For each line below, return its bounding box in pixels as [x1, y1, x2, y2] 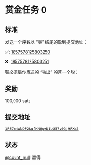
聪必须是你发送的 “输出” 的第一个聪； [5, 69, 79, 74]
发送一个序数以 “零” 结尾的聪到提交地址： [5, 39, 88, 45]
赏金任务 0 [5, 4, 47, 16]
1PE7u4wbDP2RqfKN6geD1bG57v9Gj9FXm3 [5, 126, 79, 131]
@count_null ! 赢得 [5, 154, 41, 161]
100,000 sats [5, 98, 31, 104]
